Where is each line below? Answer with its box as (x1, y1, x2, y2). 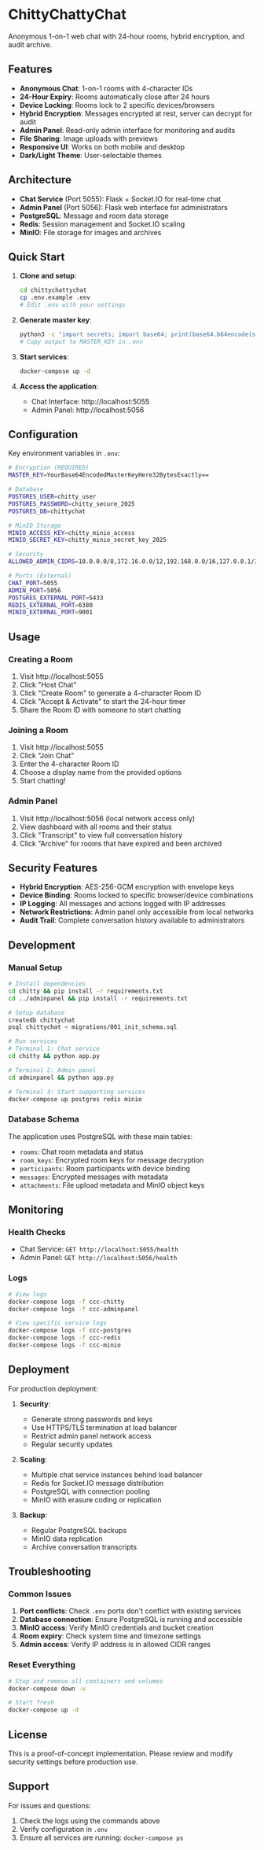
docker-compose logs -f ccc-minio (8, 1341, 122, 1349)
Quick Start (8, 250, 65, 263)
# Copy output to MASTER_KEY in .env (19, 337, 144, 345)
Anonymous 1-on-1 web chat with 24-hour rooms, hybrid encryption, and (8, 31, 245, 41)
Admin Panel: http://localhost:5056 (31, 405, 145, 415)
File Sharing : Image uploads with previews (19, 134, 159, 143)
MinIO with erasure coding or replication (31, 1494, 162, 1504)
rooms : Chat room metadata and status (19, 1147, 144, 1156)
